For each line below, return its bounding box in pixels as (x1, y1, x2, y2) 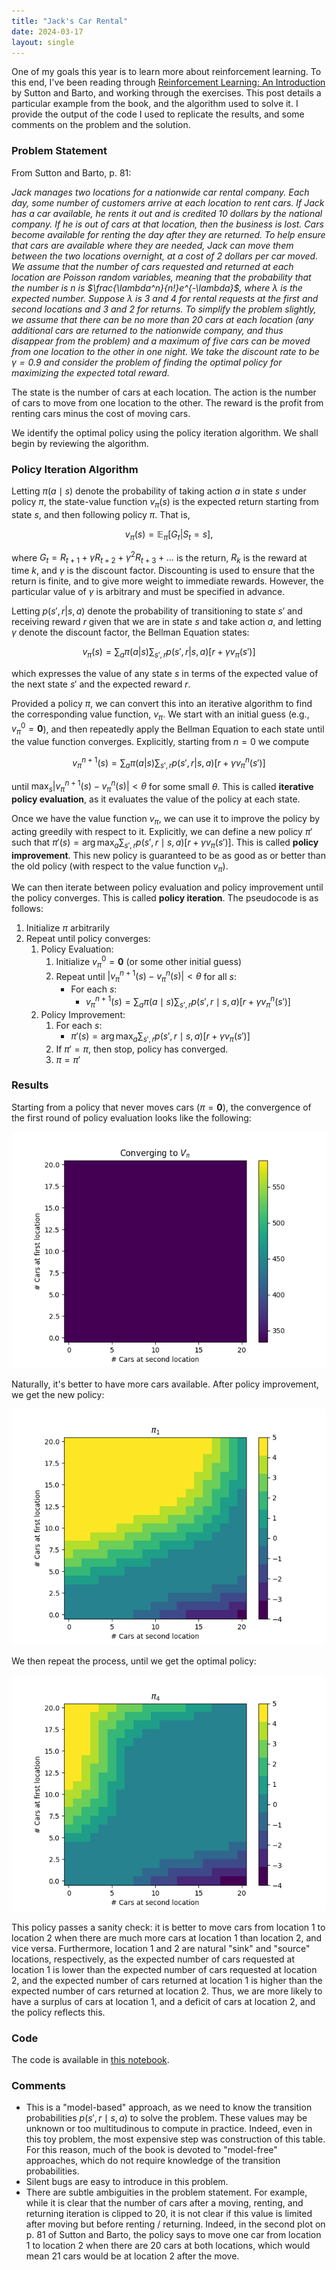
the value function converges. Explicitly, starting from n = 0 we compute (11, 736, 310, 748)
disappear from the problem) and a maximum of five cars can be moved (11, 335, 311, 347)
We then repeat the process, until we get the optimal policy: (11, 1655, 257, 1667)
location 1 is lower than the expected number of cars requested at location (11, 1963, 318, 1975)
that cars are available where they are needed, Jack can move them (11, 239, 294, 251)
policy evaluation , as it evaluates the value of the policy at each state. (11, 793, 301, 805)
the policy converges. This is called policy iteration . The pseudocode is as (11, 892, 319, 904)
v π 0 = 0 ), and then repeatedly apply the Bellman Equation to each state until (11, 721, 325, 737)
